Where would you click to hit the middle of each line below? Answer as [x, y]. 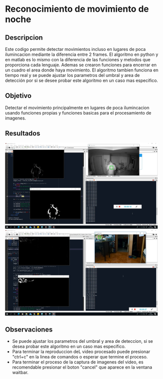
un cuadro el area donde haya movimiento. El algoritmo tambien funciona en [82, 70]
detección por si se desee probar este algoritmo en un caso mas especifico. [81, 80]
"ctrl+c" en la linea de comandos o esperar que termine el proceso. [80, 356]
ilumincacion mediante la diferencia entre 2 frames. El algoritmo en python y [82, 54]
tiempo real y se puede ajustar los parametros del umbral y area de [72, 75]
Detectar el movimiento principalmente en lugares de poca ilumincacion [77, 107]
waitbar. [20, 372]
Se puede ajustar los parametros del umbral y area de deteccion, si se [82, 341]
